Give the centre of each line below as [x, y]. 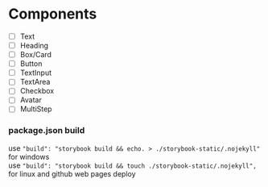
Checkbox [37, 91]
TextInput [36, 73]
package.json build [47, 131]
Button [31, 64]
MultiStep [36, 109]
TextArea [35, 82]
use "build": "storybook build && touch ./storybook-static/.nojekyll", [133, 165]
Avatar [31, 100]
